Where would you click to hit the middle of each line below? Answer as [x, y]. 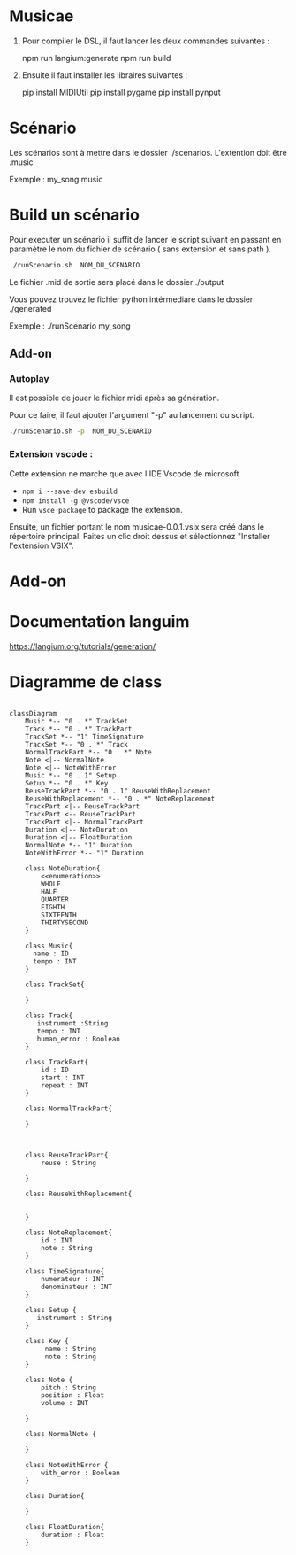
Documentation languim [99, 621]
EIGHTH [53, 907]
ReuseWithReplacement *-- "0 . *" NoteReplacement [120, 799]
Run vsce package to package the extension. [102, 509]
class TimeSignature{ [65, 1271]
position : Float [72, 1395]
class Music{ [49, 946]
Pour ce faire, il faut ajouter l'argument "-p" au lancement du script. [132, 415]
